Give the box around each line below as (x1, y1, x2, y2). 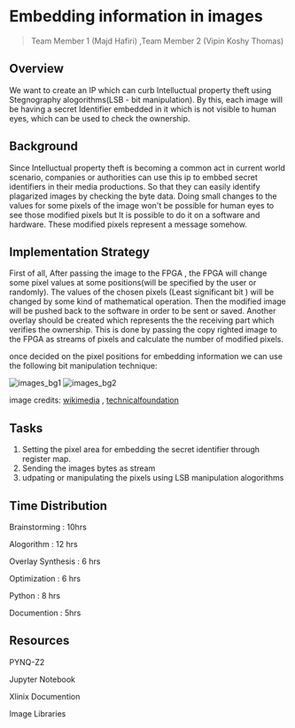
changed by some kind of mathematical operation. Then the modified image (9, 296, 286, 307)
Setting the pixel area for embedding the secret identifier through (21, 444, 260, 455)
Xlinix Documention (9, 691, 81, 701)
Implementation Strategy (9, 244, 151, 259)
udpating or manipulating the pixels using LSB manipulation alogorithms (21, 473, 284, 483)
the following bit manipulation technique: (9, 361, 158, 372)
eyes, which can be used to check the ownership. (9, 113, 190, 123)
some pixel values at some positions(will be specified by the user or (9, 278, 257, 288)
